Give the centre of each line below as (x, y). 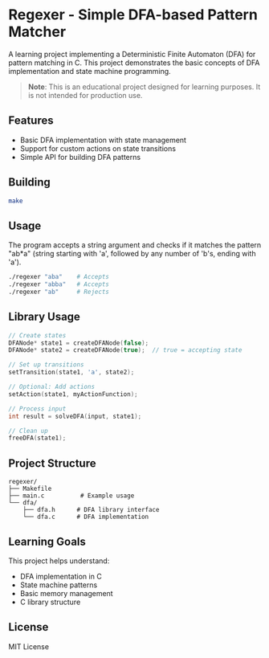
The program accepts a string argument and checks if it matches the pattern (135, 245)
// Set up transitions (46, 365)
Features (31, 121)
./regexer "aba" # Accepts (59, 277)
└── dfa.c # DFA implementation (86, 517)
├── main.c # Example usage (71, 496)
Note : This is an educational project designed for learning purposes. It (144, 87)
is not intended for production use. (85, 95)
